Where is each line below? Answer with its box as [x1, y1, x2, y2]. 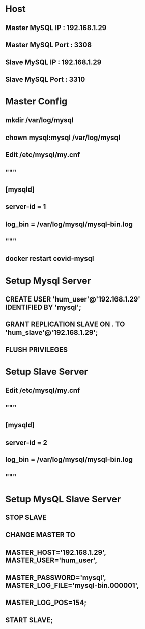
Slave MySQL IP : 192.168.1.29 [5, 58, 102, 67]
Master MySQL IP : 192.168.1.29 [5, 23, 107, 32]
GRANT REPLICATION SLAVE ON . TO [5, 320, 125, 329]
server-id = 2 [5, 438, 47, 447]
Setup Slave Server [5, 366, 88, 377]
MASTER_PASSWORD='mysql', [5, 573, 106, 582]
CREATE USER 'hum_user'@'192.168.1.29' [5, 295, 141, 304]
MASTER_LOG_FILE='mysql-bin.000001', [5, 581, 139, 590]
